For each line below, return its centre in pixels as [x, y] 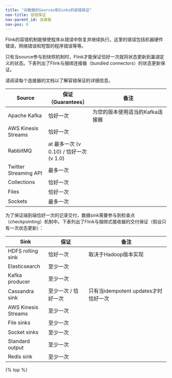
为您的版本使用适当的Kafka [125, 112]
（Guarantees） [68, 102]
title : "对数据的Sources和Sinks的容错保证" [49, 10]
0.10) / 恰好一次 [68, 152]
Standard [19, 341]
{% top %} [16, 370]
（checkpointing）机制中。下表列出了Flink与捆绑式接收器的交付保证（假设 [84, 222]
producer [19, 282]
